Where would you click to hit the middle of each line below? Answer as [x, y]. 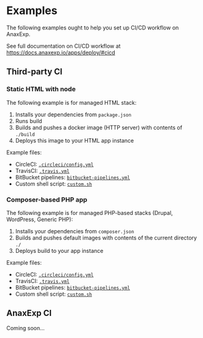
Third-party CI [34, 72]
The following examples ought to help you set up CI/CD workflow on [93, 28]
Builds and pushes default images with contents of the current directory [106, 238]
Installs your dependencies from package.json [73, 115]
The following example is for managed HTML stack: [71, 102]
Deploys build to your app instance [59, 250]
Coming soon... [25, 328]
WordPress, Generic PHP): [40, 219]
